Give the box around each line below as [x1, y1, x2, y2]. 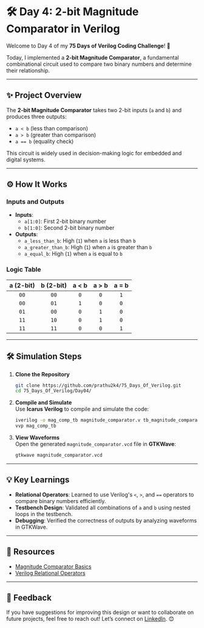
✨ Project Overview [6, 90, 82, 101]
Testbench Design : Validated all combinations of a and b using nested [15, 504, 191, 511]
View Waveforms [15, 434, 59, 442]
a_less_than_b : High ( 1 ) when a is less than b [24, 237, 136, 244]
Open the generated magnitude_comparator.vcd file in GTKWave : [15, 440, 176, 448]
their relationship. [6, 66, 50, 74]
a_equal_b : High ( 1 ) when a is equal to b [24, 250, 123, 258]
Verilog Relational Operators [15, 569, 86, 576]
